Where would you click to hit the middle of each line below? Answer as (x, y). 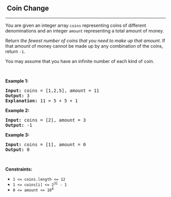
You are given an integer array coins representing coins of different (76, 25)
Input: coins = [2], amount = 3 (46, 120)
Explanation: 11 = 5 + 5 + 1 (41, 101)
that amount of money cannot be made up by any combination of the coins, (84, 46)
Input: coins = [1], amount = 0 (46, 144)
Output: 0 (17, 150)
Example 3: (17, 135)
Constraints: (19, 169)
